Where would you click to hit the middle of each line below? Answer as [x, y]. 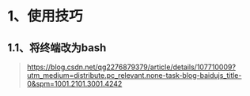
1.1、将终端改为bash [57, 48]
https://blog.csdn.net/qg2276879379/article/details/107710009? [131, 67]
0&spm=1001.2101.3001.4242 [74, 84]
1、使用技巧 [45, 16]
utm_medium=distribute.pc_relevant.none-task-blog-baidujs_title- [134, 75]
